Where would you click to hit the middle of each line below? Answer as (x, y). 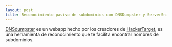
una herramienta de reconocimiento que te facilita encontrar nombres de (82, 34)
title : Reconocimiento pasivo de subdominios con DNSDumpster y (75, 15)
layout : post (19, 10)
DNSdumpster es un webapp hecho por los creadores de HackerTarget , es (84, 29)
